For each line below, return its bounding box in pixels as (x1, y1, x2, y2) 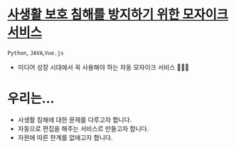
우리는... (7, 90, 55, 107)
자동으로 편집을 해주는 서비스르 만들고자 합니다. (17, 124, 149, 132)
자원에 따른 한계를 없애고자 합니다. (17, 133, 113, 142)
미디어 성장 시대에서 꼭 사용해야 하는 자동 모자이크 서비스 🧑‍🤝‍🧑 (17, 63, 190, 71)
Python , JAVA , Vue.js (7, 48, 64, 57)
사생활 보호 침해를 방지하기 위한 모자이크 (7, 6, 229, 23)
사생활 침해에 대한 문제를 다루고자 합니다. (17, 115, 132, 124)
